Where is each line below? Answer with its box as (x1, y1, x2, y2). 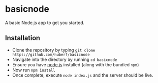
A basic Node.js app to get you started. (5, 20, 85, 26)
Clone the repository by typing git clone (12, 47, 95, 53)
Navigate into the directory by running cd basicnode (12, 56, 117, 62)
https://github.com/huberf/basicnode (12, 52, 90, 57)
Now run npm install (12, 67, 56, 73)
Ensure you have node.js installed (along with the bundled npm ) (12, 61, 139, 67)
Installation (5, 34, 40, 42)
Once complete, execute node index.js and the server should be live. (12, 72, 154, 78)
